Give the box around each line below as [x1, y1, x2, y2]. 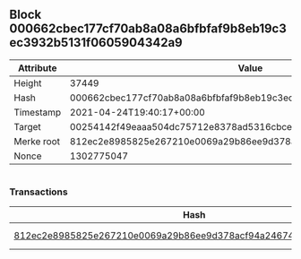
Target [13, 120, 42, 133]
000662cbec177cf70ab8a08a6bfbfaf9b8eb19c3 [9, 22, 287, 37]
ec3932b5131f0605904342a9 [9, 35, 184, 50]
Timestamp [13, 106, 62, 118]
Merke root [13, 134, 61, 147]
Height [13, 76, 42, 89]
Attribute [17, 62, 57, 74]
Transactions [9, 186, 69, 198]
